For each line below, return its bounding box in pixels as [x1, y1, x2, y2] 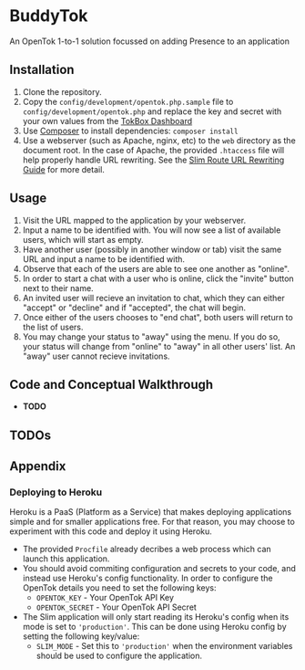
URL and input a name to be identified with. [22, 253, 185, 265]
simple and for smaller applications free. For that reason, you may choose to [9, 517, 296, 528]
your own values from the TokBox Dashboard [22, 115, 193, 126]
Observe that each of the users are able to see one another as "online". [22, 263, 290, 274]
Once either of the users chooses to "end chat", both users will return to [22, 311, 293, 322]
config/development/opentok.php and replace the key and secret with [22, 106, 282, 117]
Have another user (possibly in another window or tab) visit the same [22, 244, 282, 255]
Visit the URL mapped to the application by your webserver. [22, 215, 247, 225]
